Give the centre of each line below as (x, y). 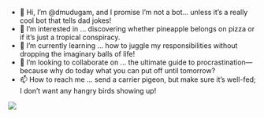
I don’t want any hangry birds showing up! (88, 91)
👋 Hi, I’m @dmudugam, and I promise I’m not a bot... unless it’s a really (134, 12)
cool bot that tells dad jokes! (65, 20)
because (34, 70)
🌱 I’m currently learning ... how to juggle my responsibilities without (128, 46)
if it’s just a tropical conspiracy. (70, 37)
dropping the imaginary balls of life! (77, 54)
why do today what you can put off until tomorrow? (133, 70)
